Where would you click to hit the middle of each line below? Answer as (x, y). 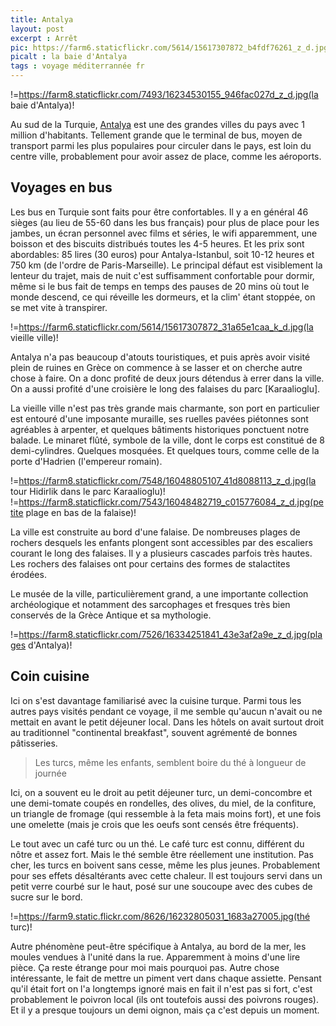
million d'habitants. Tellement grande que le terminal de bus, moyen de (156, 135)
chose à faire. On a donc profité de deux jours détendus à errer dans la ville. (167, 378)
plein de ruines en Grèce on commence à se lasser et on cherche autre (156, 367)
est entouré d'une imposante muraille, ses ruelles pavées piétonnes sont (159, 418)
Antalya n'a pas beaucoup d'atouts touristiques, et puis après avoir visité (160, 357)
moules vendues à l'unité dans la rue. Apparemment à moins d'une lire (155, 957)
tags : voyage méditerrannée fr (77, 66)
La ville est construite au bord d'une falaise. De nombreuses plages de (155, 532)
